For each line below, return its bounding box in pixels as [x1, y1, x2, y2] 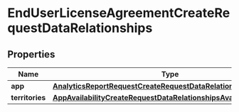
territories [11, 93, 46, 102]
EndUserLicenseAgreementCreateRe [7, 5, 230, 21]
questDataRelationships [7, 20, 153, 36]
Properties [7, 48, 55, 60]
